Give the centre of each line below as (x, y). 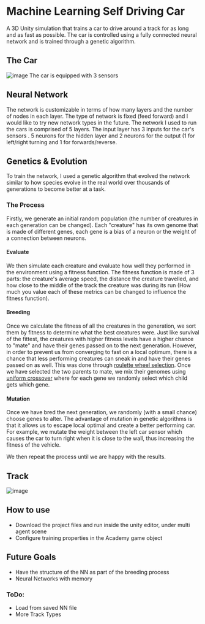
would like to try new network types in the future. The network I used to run (102, 122)
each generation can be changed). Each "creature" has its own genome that (102, 225)
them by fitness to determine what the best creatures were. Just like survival (103, 333)
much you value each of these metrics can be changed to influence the (96, 291)
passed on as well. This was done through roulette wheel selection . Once (99, 365)
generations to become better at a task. (56, 189)
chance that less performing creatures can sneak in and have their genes (99, 359)
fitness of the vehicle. (34, 445)
